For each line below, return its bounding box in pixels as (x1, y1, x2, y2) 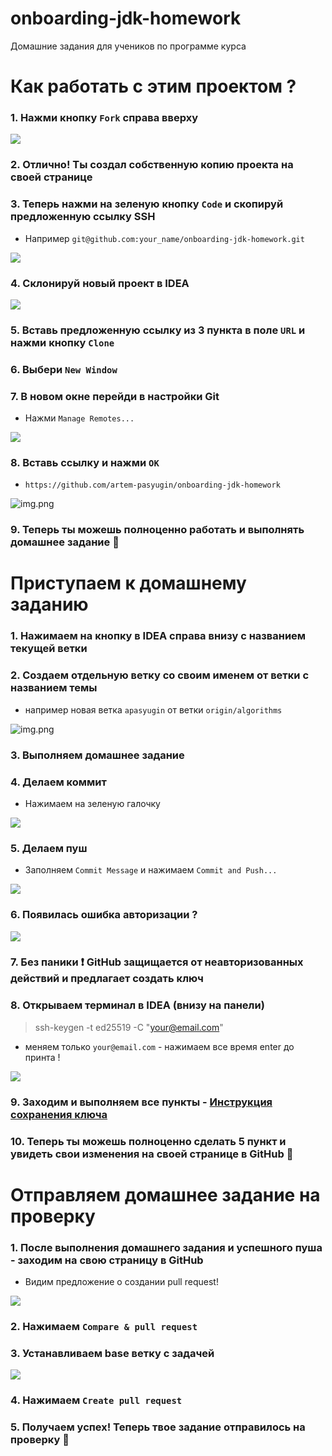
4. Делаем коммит (10, 775, 107, 789)
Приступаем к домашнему (10, 572, 247, 595)
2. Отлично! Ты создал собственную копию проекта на (10, 158, 294, 172)
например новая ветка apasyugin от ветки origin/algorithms (24, 703, 283, 716)
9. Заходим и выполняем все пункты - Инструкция (10, 1095, 273, 1109)
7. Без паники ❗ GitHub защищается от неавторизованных (10, 955, 304, 969)
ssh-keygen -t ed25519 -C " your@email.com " (34, 1021, 224, 1033)
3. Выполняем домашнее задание (10, 748, 185, 762)
